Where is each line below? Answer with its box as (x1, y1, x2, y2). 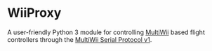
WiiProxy (7, 5, 62, 21)
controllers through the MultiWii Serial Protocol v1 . (7, 35, 152, 43)
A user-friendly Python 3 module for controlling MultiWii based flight (7, 28, 205, 36)
